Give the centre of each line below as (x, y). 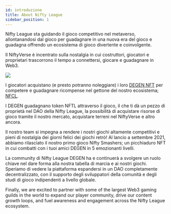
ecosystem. (18, 206)
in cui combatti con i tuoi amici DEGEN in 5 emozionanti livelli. (70, 148)
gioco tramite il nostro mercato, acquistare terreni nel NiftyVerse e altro (80, 117)
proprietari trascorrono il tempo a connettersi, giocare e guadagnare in (80, 60)
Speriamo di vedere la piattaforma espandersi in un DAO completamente (81, 169)
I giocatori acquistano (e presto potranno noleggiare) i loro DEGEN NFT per (84, 85)
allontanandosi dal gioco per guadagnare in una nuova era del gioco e (79, 39)
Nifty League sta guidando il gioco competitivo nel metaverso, (71, 34)
